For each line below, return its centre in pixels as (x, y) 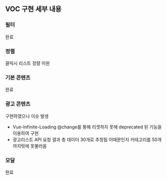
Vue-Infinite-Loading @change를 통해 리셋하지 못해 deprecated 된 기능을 (87, 127)
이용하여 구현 (26, 133)
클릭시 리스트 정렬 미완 (28, 63)
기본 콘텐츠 (18, 78)
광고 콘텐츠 (18, 104)
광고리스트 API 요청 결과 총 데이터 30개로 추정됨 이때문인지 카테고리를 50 (85, 139)
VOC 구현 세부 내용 (33, 9)
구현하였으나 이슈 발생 (27, 116)
